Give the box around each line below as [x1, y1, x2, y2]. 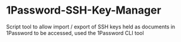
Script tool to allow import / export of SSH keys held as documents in [6, 23, 176, 30]
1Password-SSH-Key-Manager [6, 4, 162, 17]
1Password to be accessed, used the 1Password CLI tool [6, 29, 144, 36]
